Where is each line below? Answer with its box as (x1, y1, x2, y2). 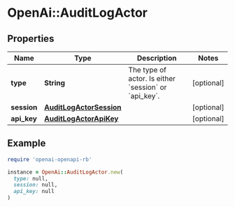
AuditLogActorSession (44, 102, 122, 112)
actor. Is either (128, 74, 176, 83)
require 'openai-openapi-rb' (7, 155, 92, 163)
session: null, (13, 181, 58, 189)
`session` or (128, 82, 167, 92)
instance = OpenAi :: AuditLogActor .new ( (7, 169, 124, 176)
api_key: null (13, 188, 55, 195)
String (44, 78, 65, 88)
